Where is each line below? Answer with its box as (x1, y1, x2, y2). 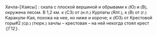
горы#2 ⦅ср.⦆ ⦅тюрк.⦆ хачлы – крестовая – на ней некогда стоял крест (5, 20, 149, 26)
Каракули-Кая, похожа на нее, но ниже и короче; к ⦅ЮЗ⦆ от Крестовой (5, 15, 153, 21)
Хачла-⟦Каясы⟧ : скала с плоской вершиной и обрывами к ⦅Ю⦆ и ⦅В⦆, (5, 4, 148, 10)
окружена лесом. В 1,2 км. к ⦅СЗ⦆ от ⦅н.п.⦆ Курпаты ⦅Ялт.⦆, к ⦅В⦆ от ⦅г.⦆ (5, 10, 147, 15)
